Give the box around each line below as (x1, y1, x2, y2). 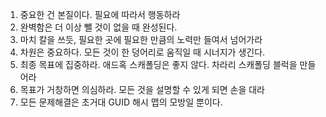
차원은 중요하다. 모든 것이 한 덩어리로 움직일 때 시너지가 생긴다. (19, 46, 266, 58)
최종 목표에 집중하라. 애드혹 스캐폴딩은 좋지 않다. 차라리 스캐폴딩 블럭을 (19, 59, 298, 70)
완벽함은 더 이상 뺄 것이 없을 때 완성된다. (19, 21, 178, 33)
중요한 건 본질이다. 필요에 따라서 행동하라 (19, 9, 181, 20)
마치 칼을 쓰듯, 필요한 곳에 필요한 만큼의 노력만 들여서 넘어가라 (19, 34, 263, 45)
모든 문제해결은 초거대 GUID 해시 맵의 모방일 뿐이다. (19, 96, 223, 108)
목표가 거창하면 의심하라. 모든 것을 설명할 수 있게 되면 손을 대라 (19, 84, 265, 95)
